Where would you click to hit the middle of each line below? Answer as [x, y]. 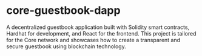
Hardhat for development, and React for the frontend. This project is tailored [101, 33]
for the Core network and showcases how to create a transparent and [93, 40]
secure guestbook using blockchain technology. [66, 46]
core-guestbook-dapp [63, 11]
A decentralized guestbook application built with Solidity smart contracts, [98, 27]
